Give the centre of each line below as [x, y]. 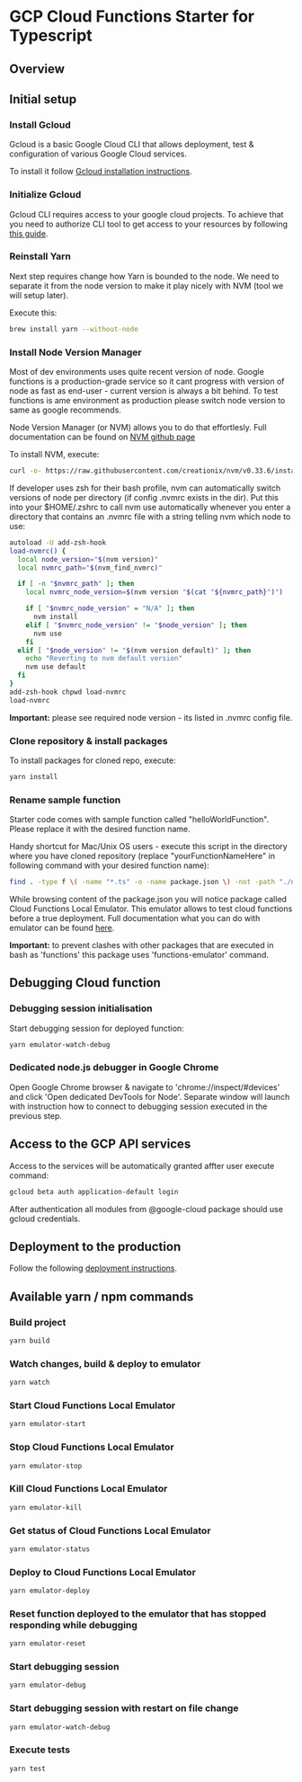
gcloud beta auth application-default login [94, 1192]
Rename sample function [65, 800]
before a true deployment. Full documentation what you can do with [135, 918]
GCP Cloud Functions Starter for [132, 17]
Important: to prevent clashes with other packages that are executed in [142, 945]
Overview [37, 69]
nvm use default [56, 667]
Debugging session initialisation [81, 1008]
